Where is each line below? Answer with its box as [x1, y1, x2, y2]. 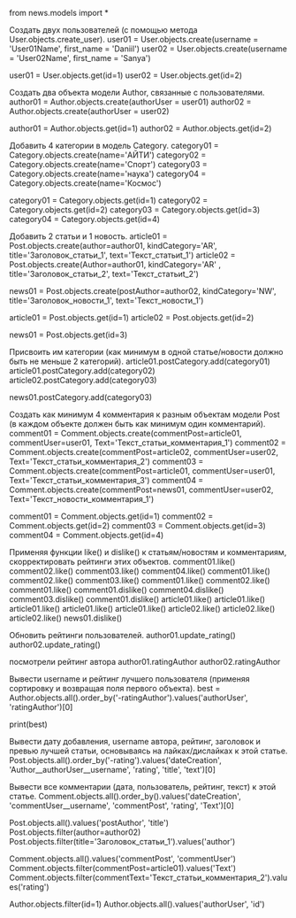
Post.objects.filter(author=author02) [9, 827, 141, 837]
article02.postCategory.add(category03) [9, 375, 157, 385]
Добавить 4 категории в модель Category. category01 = [9, 141, 219, 150]
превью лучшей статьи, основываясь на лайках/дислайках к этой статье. [9, 745, 288, 756]
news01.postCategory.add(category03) [9, 392, 153, 402]
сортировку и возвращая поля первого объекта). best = [9, 683, 221, 693]
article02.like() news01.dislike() [9, 613, 123, 623]
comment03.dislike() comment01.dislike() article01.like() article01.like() [9, 594, 266, 605]
